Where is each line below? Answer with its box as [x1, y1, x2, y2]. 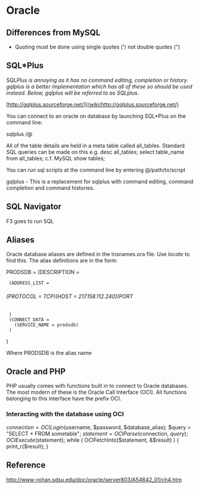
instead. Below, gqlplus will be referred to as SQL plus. [6, 89, 139, 96]
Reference [6, 460, 46, 470]
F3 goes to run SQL [6, 217, 54, 224]
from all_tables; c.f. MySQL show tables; [6, 154, 105, 162]
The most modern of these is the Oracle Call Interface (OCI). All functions [6, 388, 187, 396]
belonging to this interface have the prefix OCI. [6, 395, 121, 402]
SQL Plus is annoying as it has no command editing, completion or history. [6, 76, 189, 84]
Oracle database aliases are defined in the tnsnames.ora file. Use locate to [6, 251, 190, 258]
